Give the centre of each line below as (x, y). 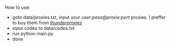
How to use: (17, 7)
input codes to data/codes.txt (43, 28)
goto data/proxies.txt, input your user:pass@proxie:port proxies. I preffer (89, 17)
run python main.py (33, 33)
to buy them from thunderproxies (47, 23)
